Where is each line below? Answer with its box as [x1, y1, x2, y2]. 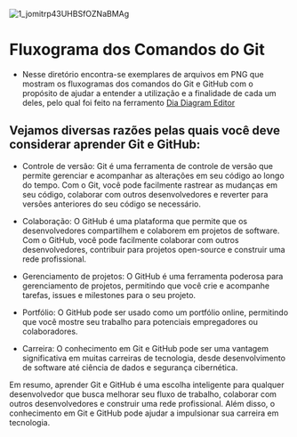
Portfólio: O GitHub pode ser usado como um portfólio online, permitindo [21, 307, 289, 318]
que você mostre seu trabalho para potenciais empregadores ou [21, 316, 258, 327]
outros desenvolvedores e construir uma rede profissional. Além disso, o [9, 398, 276, 409]
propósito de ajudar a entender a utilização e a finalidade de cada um [21, 87, 277, 98]
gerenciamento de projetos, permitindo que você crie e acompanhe [21, 280, 270, 291]
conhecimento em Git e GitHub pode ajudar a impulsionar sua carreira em [9, 408, 279, 418]
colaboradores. [21, 326, 78, 336]
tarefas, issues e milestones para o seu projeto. [21, 289, 197, 300]
